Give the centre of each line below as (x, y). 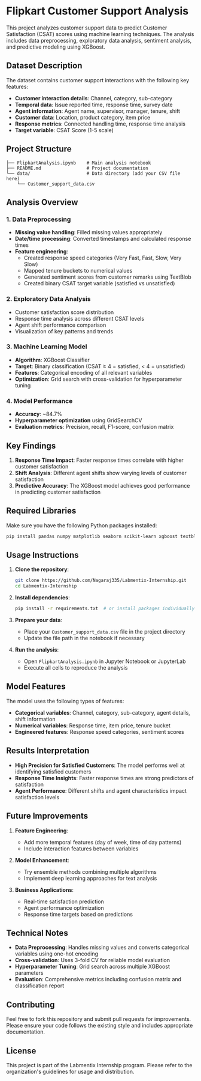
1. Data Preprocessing (39, 219)
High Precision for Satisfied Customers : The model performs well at (100, 765)
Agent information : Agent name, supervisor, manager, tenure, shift (98, 111)
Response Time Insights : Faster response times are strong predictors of (104, 778)
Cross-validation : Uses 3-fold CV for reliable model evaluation (92, 960)
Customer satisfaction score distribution (64, 312)
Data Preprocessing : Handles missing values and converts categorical (102, 948)
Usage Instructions (42, 555)
